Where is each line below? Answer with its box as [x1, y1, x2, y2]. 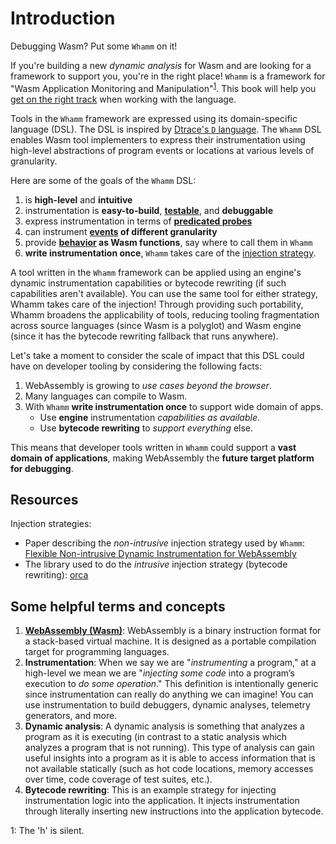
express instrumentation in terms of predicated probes [24, 215, 253, 227]
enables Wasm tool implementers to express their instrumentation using [10, 133, 306, 146]
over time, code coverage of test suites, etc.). [24, 773, 213, 786]
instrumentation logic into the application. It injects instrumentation [24, 795, 300, 807]
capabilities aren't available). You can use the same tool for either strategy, [10, 287, 318, 299]
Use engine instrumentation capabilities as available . [39, 411, 261, 423]
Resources [10, 491, 79, 508]
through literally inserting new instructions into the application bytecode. [24, 805, 324, 817]
